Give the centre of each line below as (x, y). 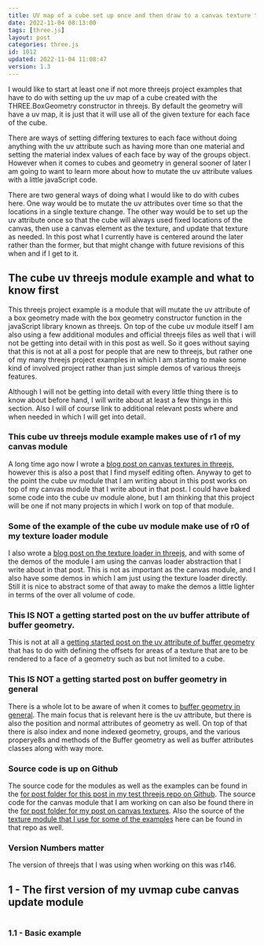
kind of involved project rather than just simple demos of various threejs (125, 368)
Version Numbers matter (56, 848)
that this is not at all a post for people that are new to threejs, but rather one (130, 351)
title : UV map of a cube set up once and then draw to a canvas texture (130, 15)
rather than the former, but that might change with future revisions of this (126, 245)
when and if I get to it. (44, 253)
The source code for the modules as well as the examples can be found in (128, 786)
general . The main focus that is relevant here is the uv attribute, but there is (130, 715)
